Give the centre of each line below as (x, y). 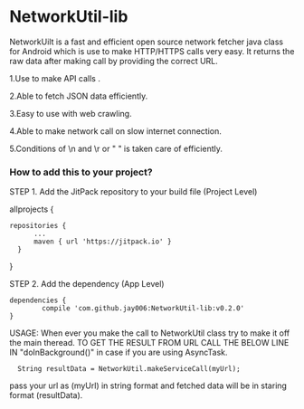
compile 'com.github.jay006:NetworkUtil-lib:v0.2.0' (143, 309)
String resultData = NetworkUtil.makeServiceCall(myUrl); (129, 369)
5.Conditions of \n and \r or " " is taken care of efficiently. (116, 148)
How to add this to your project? (81, 172)
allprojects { (32, 209)
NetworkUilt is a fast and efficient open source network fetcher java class (146, 42)
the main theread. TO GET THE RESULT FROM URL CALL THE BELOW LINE (149, 343)
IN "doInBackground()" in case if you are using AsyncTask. (119, 352)
